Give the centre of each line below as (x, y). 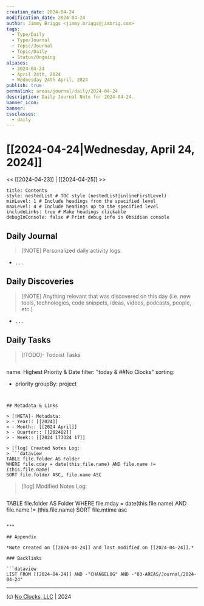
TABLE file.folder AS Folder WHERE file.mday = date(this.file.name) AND (97, 503)
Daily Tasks (29, 340)
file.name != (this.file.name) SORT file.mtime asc (67, 510)
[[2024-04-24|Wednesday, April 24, (100, 150)
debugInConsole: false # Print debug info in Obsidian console (88, 217)
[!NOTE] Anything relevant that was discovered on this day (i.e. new (106, 296)
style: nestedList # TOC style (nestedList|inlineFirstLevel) (87, 196)
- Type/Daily (28, 35)
